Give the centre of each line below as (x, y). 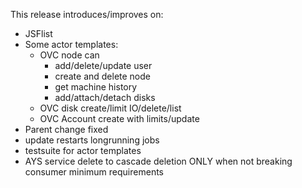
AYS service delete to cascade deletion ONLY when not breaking (158, 161)
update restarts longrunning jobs (92, 140)
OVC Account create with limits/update (119, 118)
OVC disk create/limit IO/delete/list (110, 108)
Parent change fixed (66, 129)
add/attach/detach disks (105, 97)
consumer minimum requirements (94, 172)
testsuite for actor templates (83, 150)
